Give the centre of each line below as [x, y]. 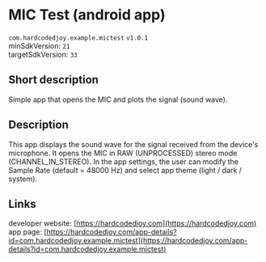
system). [23, 179]
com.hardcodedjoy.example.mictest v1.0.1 [78, 38]
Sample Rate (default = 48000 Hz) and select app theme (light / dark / [125, 170]
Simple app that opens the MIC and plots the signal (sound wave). [118, 99]
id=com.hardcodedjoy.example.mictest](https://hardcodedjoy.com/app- [128, 241]
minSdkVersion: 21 [39, 45]
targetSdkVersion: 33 [43, 54]
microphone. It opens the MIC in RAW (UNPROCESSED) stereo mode [123, 153]
